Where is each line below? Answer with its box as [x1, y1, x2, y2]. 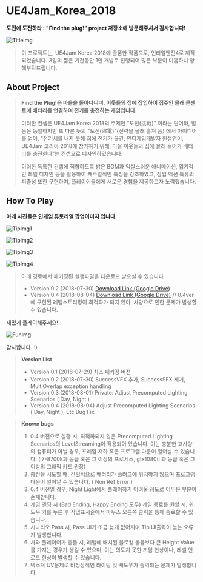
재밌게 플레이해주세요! [6, 319, 59, 326]
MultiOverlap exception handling [30, 383, 111, 390]
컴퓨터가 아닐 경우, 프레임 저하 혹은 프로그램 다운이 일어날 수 [36, 447, 179, 455]
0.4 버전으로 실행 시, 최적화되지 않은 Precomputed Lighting [30, 432, 173, 440]
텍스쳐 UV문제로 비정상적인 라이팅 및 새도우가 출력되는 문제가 [30, 561, 176, 569]
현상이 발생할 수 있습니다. [41, 554, 102, 561]
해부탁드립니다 [21, 64, 56, 72]
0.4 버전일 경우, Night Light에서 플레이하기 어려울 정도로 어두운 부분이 [30, 486, 197, 493]
